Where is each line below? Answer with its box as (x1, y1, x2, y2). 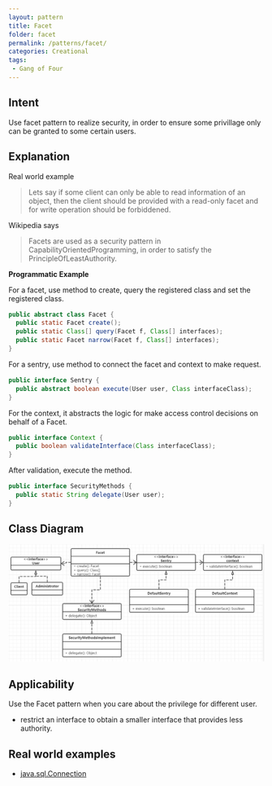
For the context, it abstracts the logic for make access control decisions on (8, 408, 258, 418)
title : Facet (8, 21, 53, 30)
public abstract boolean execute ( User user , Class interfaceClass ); (15, 384, 253, 393)
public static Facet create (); (15, 318, 122, 327)
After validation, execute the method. (8, 465, 132, 476)
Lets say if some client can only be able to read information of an (28, 187, 246, 197)
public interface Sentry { (8, 375, 100, 384)
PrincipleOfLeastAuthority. (28, 253, 118, 263)
